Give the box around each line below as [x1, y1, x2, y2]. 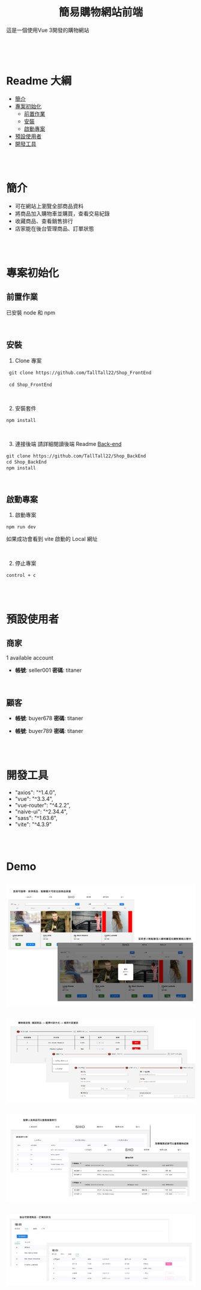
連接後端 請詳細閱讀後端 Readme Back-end [14, 440, 122, 447]
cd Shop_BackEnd [6, 459, 47, 465]
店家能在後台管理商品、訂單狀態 [14, 225, 94, 232]
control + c [6, 573, 36, 579]
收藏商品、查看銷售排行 [14, 217, 73, 225]
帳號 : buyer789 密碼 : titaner [14, 728, 83, 735]
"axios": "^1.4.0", [14, 789, 56, 796]
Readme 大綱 [6, 74, 72, 88]
